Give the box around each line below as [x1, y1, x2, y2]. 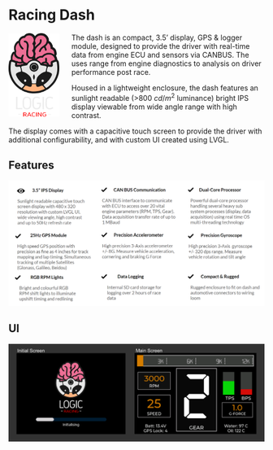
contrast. [71, 110, 102, 120]
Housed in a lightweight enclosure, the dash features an [71, 83, 258, 93]
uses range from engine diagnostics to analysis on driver [71, 59, 262, 68]
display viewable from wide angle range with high [71, 102, 238, 111]
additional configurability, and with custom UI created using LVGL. [8, 134, 230, 144]
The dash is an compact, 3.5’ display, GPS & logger [71, 33, 242, 42]
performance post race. [71, 67, 151, 76]
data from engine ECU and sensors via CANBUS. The [71, 50, 249, 59]
